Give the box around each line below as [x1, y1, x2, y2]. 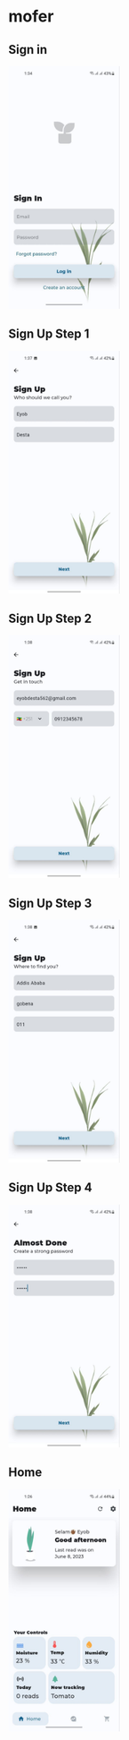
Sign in [8, 42, 48, 57]
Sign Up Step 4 [8, 1180, 93, 1196]
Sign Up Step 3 [8, 895, 93, 910]
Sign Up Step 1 [8, 327, 90, 342]
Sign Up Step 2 [8, 610, 93, 626]
